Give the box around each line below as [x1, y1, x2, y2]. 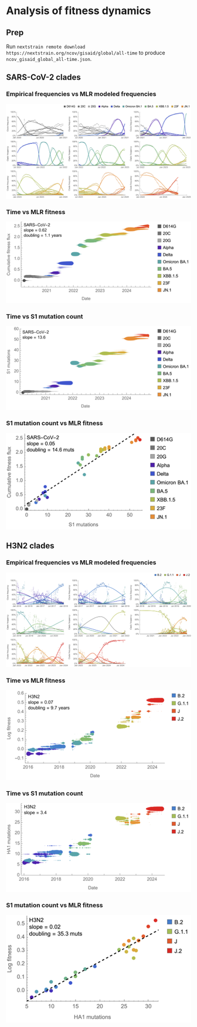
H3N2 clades [6, 541, 55, 551]
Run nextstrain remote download [6, 43, 86, 50]
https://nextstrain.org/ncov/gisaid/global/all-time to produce [6, 49, 165, 56]
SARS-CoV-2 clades [6, 72, 81, 83]
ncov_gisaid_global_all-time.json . [6, 56, 92, 62]
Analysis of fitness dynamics [6, 4, 151, 18]
